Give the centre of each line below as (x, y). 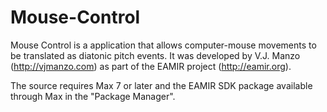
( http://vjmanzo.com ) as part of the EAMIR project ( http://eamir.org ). (151, 66)
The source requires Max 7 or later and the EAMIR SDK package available (161, 85)
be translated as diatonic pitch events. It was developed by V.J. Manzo (155, 55)
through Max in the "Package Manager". (93, 96)
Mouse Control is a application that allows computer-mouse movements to (163, 45)
